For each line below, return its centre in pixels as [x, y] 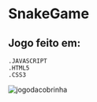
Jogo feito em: [45, 43]
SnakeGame [48, 14]
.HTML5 [19, 68]
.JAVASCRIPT [28, 61]
